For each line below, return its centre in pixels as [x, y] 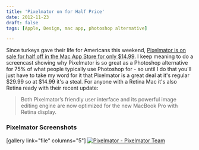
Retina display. [39, 112]
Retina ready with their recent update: [52, 88]
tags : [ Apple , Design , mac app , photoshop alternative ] [77, 28]
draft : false [22, 23]
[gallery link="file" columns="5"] [46, 141]
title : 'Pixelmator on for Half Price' [56, 12]
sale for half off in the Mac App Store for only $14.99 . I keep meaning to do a [100, 56]
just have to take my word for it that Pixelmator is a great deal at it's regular [98, 75]
